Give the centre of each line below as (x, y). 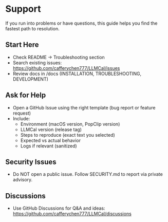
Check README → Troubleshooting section (59, 57)
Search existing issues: (37, 63)
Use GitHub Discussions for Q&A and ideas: (59, 208)
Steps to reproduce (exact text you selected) (68, 135)
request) (22, 113)
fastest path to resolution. (33, 28)
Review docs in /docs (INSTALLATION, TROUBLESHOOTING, (77, 73)
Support (23, 9)
